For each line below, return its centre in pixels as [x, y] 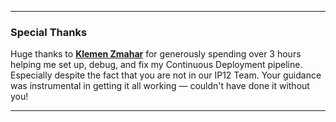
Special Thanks [49, 32]
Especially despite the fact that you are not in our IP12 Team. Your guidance [166, 75]
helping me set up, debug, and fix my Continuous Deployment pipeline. [156, 65]
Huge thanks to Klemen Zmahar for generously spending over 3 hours [156, 54]
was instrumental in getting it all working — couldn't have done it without [160, 86]
